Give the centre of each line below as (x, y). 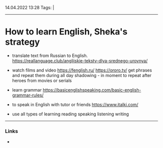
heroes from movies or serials (42, 80)
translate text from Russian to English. (50, 55)
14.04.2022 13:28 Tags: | (30, 8)
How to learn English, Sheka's (66, 32)
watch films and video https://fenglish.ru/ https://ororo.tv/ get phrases (82, 70)
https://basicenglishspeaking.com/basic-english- (92, 90)
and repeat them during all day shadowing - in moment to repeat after (82, 75)
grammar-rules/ (28, 95)
